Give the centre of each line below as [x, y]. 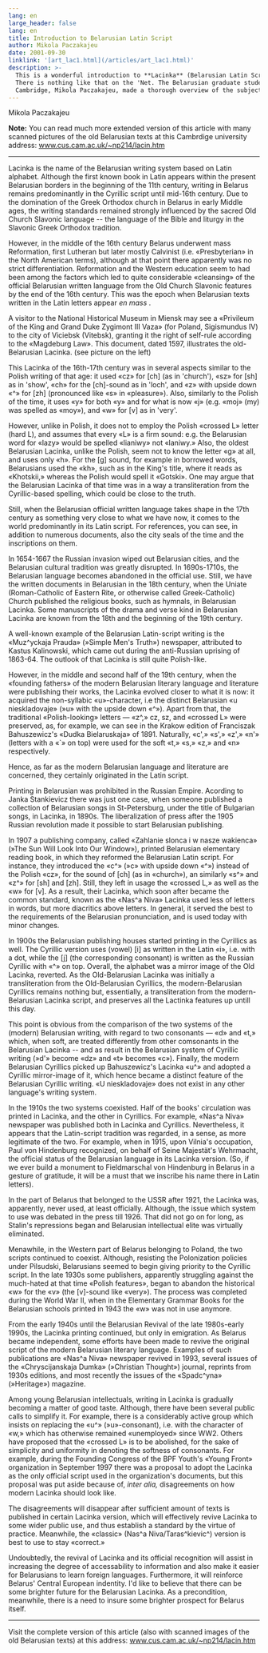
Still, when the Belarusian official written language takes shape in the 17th [129, 510]
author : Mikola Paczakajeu [53, 46]
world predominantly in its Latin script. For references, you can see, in [123, 526]
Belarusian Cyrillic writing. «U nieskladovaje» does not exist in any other [127, 1084]
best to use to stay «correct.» [57, 1543]
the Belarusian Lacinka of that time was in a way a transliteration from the [129, 486]
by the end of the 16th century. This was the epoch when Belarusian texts [129, 294]
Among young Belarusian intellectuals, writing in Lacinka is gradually [121, 1399]
